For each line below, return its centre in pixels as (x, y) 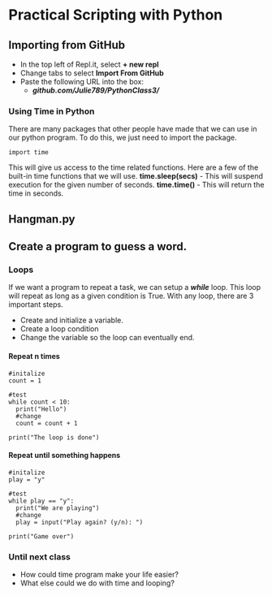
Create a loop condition (59, 329)
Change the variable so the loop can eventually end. (107, 338)
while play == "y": (41, 501)
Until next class (39, 556)
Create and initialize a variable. (71, 320)
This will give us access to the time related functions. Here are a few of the (134, 167)
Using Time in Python (52, 111)
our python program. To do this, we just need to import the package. (123, 138)
